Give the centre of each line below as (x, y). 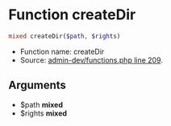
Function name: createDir (62, 51)
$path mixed (41, 104)
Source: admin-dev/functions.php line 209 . (92, 60)
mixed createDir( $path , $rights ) (65, 36)
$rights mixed (43, 113)
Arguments (38, 85)
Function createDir (72, 15)
